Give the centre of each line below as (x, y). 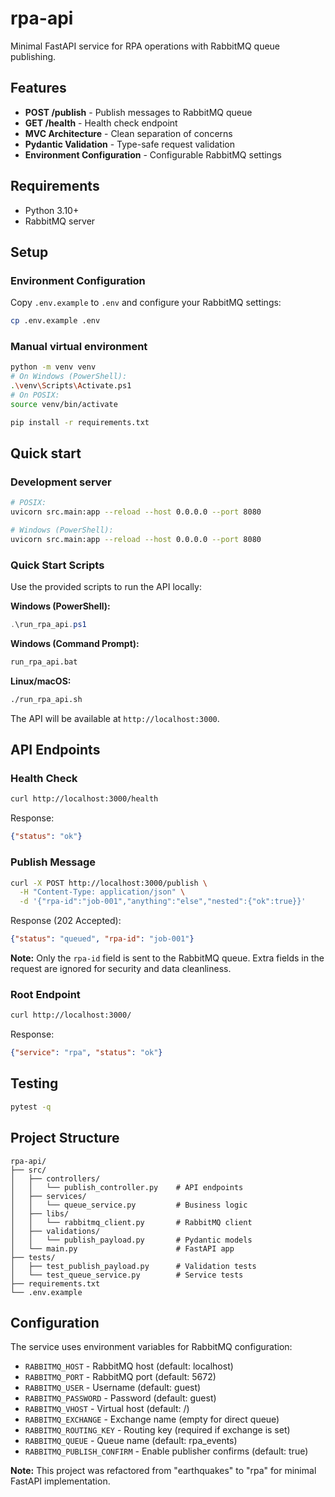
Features (38, 88)
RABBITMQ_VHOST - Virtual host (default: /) (107, 1409)
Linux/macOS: (41, 681)
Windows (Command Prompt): (75, 644)
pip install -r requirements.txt (80, 422)
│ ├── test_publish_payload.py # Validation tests (133, 1266)
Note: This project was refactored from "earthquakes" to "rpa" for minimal (163, 1471)
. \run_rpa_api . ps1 (48, 625)
